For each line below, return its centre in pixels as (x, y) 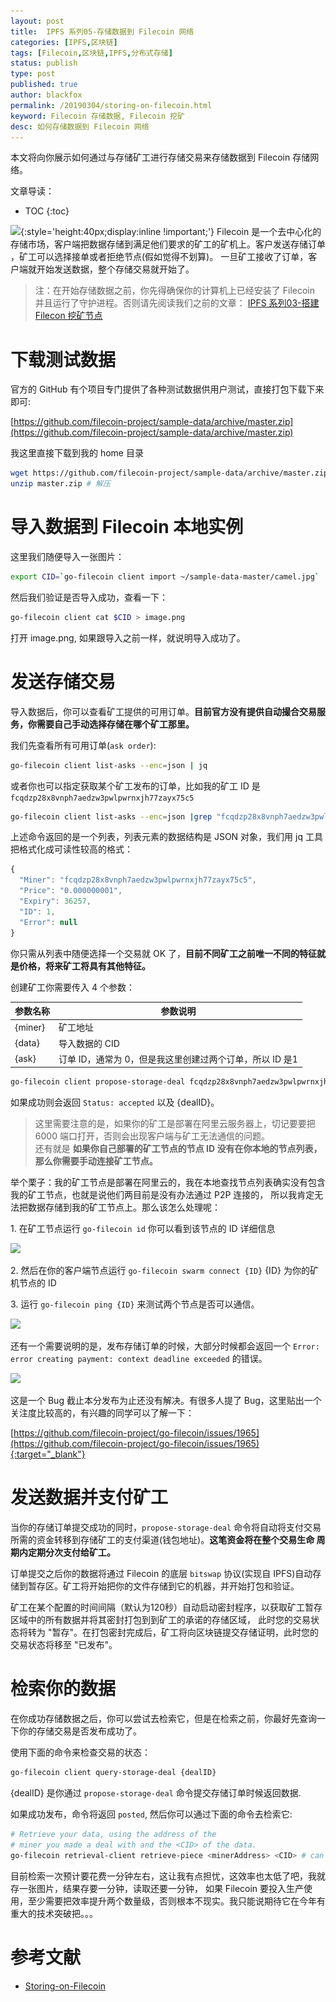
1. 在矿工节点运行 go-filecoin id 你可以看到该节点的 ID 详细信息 (143, 1229)
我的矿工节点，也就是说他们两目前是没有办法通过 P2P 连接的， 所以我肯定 (162, 1195)
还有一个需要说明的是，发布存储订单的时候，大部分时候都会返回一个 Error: (165, 1346)
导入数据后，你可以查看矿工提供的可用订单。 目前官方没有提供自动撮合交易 (163, 711)
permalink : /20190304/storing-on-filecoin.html (111, 105)
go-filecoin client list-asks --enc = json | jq (109, 765)
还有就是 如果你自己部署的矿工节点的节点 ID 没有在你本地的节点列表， (178, 1149)
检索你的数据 (63, 1689)
